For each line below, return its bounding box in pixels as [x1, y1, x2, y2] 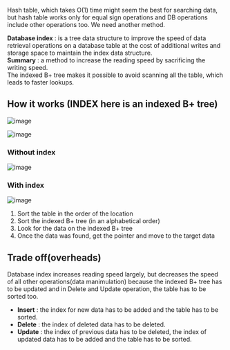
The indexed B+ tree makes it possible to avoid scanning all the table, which [7, 71, 223, 79]
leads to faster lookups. [7, 78, 75, 86]
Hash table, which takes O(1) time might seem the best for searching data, [7, 6, 218, 14]
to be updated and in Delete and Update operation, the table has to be [7, 285, 207, 293]
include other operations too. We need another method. [7, 21, 166, 28]
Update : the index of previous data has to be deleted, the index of [17, 328, 207, 336]
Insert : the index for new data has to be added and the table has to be [17, 306, 219, 314]
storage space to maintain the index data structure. [7, 49, 153, 57]
